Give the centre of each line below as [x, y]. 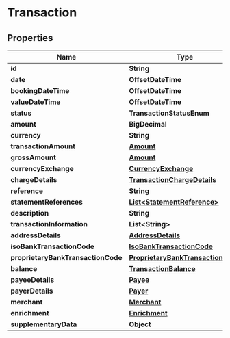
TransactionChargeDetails [173, 180]
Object [140, 324]
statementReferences [47, 202]
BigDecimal [148, 124]
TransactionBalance [163, 269]
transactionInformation [49, 224]
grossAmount [34, 157]
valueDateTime [36, 102]
